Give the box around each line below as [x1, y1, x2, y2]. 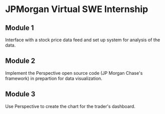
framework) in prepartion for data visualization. [5, 75, 103, 81]
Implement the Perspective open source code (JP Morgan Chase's [5, 70, 143, 76]
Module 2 [5, 57, 36, 65]
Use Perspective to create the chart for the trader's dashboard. [5, 103, 135, 109]
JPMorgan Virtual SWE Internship [5, 4, 148, 15]
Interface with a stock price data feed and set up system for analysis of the [5, 37, 160, 43]
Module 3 [5, 90, 36, 98]
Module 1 [5, 24, 34, 32]
